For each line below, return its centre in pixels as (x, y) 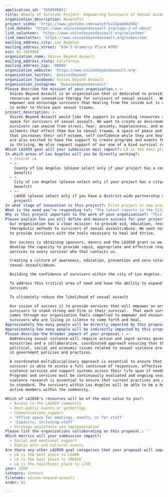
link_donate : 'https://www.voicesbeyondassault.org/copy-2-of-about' (79, 29)
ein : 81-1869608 (22, 52)
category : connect (24, 473)
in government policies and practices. (51, 353)
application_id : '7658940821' (37, 10)
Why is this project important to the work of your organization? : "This (84, 215)
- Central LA (23, 159)
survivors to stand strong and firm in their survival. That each (81, 311)
